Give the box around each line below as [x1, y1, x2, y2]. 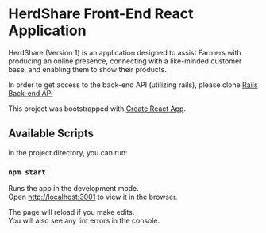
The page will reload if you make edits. [8, 208, 135, 217]
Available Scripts [8, 127, 94, 140]
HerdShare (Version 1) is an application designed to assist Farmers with [8, 48, 241, 57]
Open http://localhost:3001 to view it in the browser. [8, 192, 178, 202]
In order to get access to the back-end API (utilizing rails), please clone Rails [8, 80, 258, 90]
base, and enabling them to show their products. [8, 64, 167, 74]
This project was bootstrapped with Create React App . [8, 104, 187, 113]
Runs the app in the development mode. [8, 184, 139, 193]
